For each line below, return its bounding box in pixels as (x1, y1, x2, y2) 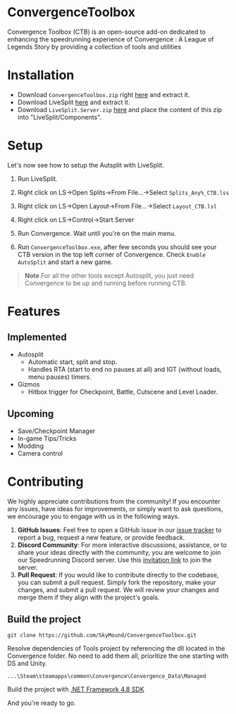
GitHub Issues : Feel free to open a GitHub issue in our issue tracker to (17, 525, 222, 534)
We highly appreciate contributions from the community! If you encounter (7, 497, 221, 506)
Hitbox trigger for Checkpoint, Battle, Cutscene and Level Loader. (27, 387, 218, 396)
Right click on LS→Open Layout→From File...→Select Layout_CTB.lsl (17, 201, 217, 210)
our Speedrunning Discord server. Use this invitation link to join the (17, 556, 212, 564)
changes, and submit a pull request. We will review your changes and (17, 585, 219, 594)
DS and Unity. (7, 659, 47, 668)
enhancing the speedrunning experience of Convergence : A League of (7, 35, 214, 43)
